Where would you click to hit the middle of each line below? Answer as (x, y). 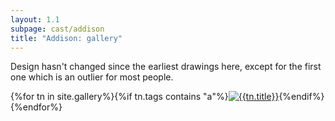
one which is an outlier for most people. (92, 77)
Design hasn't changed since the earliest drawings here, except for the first (166, 67)
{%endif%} (301, 97)
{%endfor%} (36, 107)
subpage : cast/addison (57, 29)
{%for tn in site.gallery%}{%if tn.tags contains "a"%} (119, 97)
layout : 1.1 (35, 19)
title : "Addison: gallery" (66, 38)
